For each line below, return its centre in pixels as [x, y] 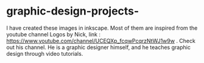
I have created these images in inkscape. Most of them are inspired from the [102, 28]
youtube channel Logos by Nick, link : [53, 34]
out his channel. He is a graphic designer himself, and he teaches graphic [98, 47]
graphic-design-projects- [73, 11]
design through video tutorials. [45, 53]
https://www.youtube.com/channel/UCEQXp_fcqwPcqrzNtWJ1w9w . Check [101, 41]
